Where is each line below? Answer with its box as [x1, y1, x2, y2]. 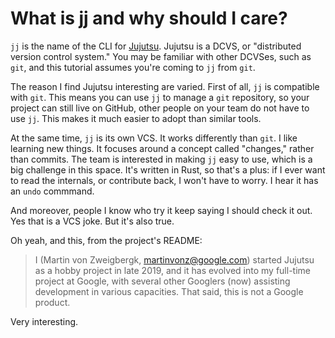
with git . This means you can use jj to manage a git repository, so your [10, 91, 310, 103]
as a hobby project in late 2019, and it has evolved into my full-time [34, 264, 311, 276]
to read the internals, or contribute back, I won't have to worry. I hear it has [10, 174, 319, 186]
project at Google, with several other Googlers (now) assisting [34, 275, 291, 287]
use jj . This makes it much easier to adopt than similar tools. [10, 112, 262, 124]
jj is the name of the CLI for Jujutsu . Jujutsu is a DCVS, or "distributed [10, 40, 302, 52]
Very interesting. [10, 315, 79, 327]
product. [34, 296, 71, 308]
